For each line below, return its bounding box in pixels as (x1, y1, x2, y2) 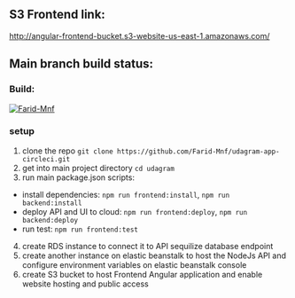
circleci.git (21, 154, 71, 163)
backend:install (21, 199, 82, 208)
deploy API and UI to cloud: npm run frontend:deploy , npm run (21, 206, 248, 216)
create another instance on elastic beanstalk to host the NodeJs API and (21, 250, 286, 261)
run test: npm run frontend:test (21, 223, 139, 234)
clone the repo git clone (21, 145, 113, 156)
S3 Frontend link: (9, 7, 106, 22)
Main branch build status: (9, 57, 153, 72)
